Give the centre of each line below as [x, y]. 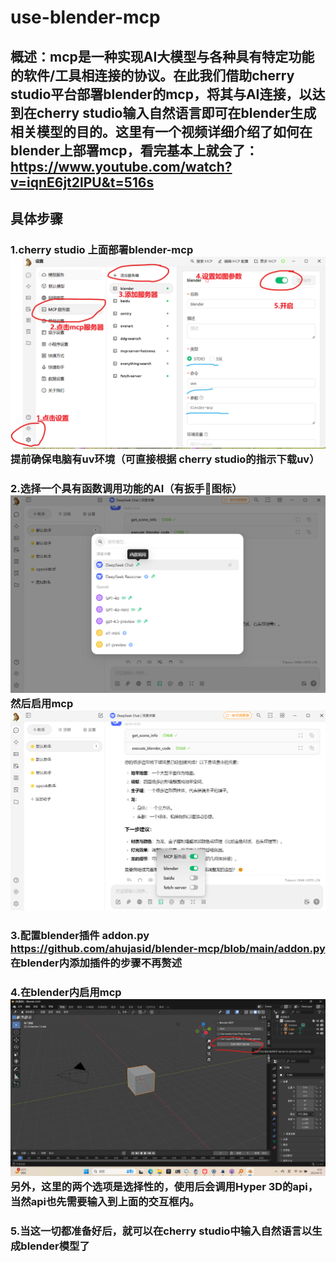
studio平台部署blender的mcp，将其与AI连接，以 [161, 94]
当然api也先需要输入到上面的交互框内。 [105, 1201]
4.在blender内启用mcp [66, 992]
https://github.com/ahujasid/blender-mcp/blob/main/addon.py [168, 948]
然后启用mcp [42, 704]
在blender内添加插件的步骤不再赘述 [96, 963]
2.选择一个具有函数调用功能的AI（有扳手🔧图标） [126, 488]
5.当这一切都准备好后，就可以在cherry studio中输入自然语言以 [161, 1231]
